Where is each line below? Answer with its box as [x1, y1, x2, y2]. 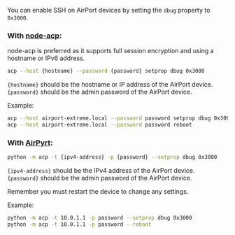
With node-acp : [7, 31, 62, 41]
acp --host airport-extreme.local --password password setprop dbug [7, 115, 211, 122]
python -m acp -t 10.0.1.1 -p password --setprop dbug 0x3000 [7, 215, 192, 222]
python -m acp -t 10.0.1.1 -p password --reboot [7, 220, 152, 228]
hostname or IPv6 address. [7, 54, 85, 62]
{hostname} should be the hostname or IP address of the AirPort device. [7, 80, 213, 89]
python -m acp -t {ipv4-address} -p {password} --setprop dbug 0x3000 [7, 154, 218, 161]
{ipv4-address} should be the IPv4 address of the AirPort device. [7, 166, 195, 175]
